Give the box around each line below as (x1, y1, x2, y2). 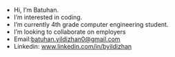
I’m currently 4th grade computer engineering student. (13, 21, 169, 28)
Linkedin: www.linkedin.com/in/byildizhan (13, 43, 132, 50)
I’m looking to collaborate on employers (13, 27, 126, 36)
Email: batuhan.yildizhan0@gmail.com (13, 35, 121, 43)
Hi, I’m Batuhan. (13, 6, 59, 14)
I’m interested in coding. (13, 13, 83, 21)
